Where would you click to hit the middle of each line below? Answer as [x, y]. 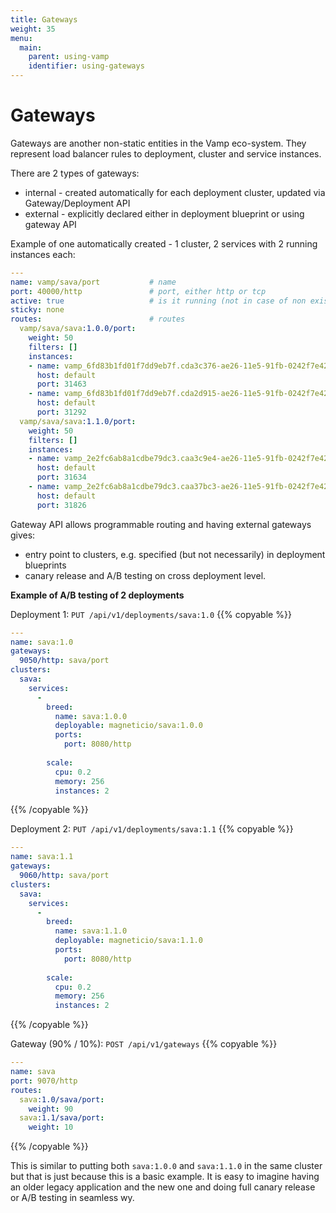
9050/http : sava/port [64, 661]
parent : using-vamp [69, 57]
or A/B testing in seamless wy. [72, 1198]
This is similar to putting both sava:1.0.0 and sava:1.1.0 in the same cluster [166, 1166]
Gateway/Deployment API [77, 203]
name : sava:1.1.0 [91, 931]
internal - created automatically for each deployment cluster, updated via [175, 192]
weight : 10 [51, 1127]
